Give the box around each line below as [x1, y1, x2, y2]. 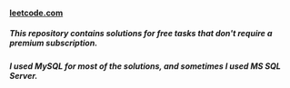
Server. [9, 70, 38, 81]
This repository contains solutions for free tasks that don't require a [9, 28, 273, 39]
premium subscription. [9, 37, 98, 49]
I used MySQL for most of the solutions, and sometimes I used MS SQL [9, 60, 282, 72]
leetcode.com [9, 7, 64, 18]
